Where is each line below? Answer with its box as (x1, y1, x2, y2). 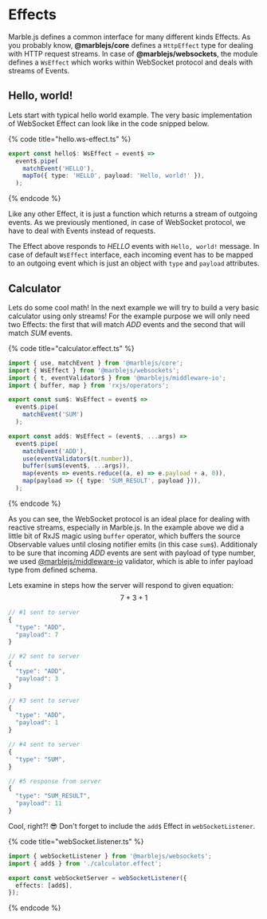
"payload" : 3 (15, 674, 59, 683)
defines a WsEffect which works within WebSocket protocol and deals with (8, 57, 253, 67)
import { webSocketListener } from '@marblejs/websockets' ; (8, 852, 213, 860)
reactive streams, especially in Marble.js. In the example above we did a (8, 523, 245, 532)
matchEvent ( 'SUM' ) (22, 411, 84, 419)
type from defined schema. (8, 565, 98, 574)
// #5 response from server (8, 777, 102, 785)
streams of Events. (8, 65, 70, 75)
